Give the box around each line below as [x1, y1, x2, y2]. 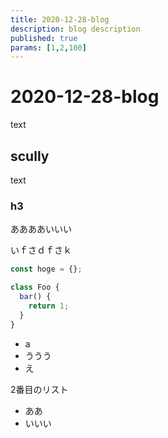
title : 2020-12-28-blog [10, 14, 110, 25]
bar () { [19, 292, 52, 302]
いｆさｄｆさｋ [10, 244, 72, 256]
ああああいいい [10, 223, 72, 235]
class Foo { [10, 282, 60, 293]
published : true [10, 33, 78, 43]
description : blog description [10, 24, 141, 34]
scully [10, 147, 50, 165]
